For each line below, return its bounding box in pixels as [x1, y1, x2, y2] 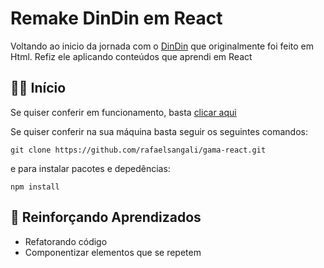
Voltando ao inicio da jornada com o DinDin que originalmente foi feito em [10, 40, 315, 52]
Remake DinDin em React [10, 7, 223, 30]
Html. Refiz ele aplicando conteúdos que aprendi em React [10, 50, 253, 62]
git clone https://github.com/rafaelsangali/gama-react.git [10, 145, 267, 155]
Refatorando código [24, 235, 108, 247]
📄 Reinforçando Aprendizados [10, 209, 202, 226]
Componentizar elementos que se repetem [24, 246, 202, 258]
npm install [10, 182, 60, 192]
